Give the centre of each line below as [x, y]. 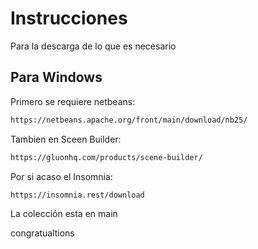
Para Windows [56, 77]
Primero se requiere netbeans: [73, 101]
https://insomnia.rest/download [77, 195]
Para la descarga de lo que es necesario [93, 46]
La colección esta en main [64, 214]
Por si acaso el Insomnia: [61, 176]
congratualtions [42, 233]
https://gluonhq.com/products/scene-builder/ [106, 157]
